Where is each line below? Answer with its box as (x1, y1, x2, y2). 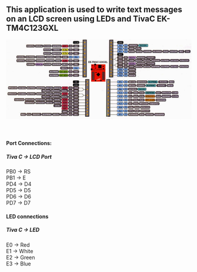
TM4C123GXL (6, 23, 59, 33)
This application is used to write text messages (6, 5, 182, 15)
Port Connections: (6, 140, 52, 147)
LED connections (6, 212, 49, 220)
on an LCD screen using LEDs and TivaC (6, 14, 156, 24)
